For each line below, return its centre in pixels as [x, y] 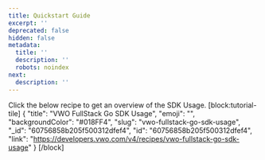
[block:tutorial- [232, 105]
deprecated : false [39, 30]
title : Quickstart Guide [49, 16]
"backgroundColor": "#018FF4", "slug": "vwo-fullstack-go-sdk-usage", [125, 122]
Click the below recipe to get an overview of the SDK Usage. [107, 105]
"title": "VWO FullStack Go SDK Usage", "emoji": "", [111, 113]
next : [17, 75]
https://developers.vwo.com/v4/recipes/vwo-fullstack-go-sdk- [136, 139]
